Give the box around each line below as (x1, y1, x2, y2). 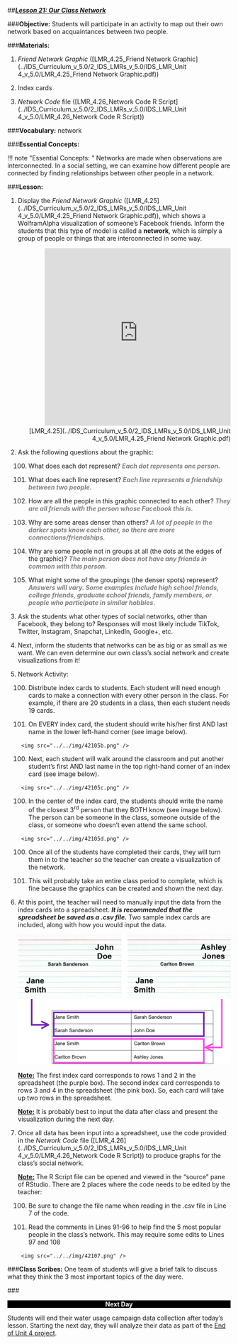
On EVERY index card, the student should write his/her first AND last (28, 720, 228, 728)
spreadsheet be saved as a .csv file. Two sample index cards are (17, 912, 211, 922)
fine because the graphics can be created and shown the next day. (28, 884, 224, 892)
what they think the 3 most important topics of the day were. (7, 1272, 184, 1281)
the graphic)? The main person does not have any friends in (28, 554, 208, 563)
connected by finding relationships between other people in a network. (7, 169, 215, 177)
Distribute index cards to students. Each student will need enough (28, 684, 221, 692)
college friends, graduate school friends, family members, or (28, 591, 212, 599)
